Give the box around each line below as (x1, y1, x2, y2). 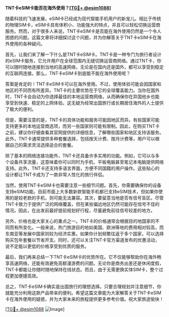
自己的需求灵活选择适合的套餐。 (9, 142, 76, 148)
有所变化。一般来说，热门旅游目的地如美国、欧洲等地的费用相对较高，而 (14, 224, 164, 230)
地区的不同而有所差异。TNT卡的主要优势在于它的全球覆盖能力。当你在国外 (5, 88, 160, 93)
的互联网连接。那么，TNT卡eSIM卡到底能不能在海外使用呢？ (5, 70, 131, 76)
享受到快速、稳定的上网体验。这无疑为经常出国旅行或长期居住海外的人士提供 (5, 100, 164, 106)
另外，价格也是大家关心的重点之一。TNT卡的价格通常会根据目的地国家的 (5, 218, 155, 224)
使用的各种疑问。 (9, 41, 45, 47)
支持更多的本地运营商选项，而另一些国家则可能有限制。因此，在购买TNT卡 (5, 123, 160, 129)
